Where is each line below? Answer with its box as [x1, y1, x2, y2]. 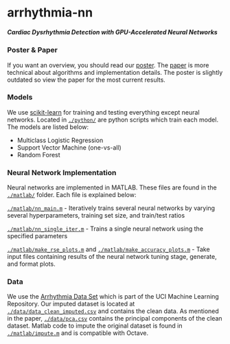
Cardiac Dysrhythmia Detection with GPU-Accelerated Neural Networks [7, 27, 218, 36]
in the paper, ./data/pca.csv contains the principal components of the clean [7, 314, 222, 323]
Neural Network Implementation [7, 168, 117, 177]
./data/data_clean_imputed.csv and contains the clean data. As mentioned [7, 307, 220, 315]
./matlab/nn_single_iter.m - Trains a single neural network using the [7, 225, 204, 233]
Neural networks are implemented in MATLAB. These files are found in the [7, 183, 218, 192]
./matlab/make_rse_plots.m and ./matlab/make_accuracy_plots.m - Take [7, 245, 211, 253]
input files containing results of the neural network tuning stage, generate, [7, 253, 218, 261]
